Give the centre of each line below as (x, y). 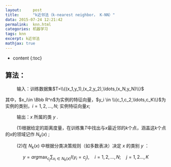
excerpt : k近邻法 (22, 39)
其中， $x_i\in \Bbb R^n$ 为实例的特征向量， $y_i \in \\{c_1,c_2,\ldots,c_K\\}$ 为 (86, 99)
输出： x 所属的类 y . (38, 117)
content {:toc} (27, 58)
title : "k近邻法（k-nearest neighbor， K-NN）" (60, 15)
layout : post (24, 10)
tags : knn (16, 34)
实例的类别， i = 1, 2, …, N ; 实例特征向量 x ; (48, 106)
